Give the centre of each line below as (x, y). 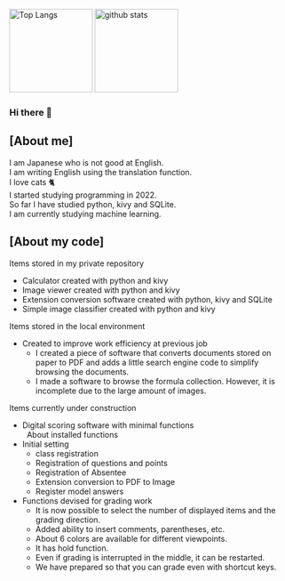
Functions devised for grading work (87, 500)
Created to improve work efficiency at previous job (115, 343)
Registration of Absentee (81, 472)
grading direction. (67, 520)
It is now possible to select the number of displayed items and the (155, 510)
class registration (67, 453)
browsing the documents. (82, 371)
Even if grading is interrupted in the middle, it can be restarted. (150, 557)
